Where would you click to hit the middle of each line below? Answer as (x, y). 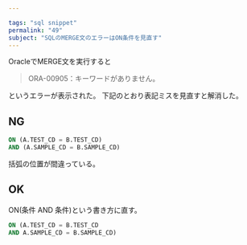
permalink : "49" (35, 30)
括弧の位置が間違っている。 (54, 163)
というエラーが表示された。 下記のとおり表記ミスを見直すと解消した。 (126, 96)
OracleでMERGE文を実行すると (60, 62)
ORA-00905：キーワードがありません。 (94, 79)
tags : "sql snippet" (43, 22)
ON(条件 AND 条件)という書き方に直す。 (75, 210)
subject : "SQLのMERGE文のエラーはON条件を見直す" (85, 38)
